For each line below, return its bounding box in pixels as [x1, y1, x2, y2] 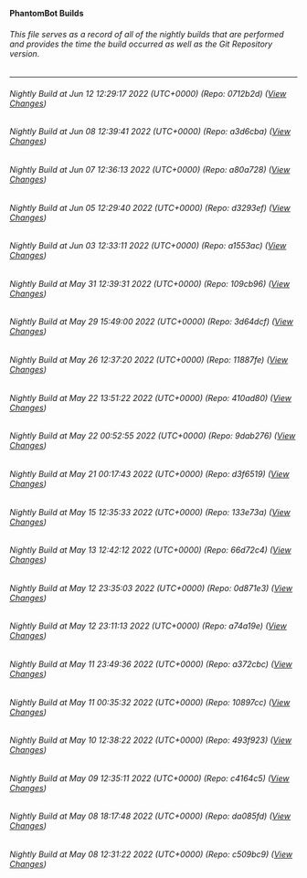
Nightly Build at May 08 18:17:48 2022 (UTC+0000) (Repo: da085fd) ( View [9, 810, 291, 821]
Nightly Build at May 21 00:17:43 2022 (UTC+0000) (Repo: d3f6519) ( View [9, 468, 290, 479]
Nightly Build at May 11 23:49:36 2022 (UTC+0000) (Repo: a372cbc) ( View [9, 658, 292, 670]
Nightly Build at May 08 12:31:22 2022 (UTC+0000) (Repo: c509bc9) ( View [9, 849, 293, 860]
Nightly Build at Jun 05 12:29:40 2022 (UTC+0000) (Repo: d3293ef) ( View [9, 202, 291, 213]
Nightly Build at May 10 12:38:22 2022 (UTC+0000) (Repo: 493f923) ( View [9, 735, 292, 746]
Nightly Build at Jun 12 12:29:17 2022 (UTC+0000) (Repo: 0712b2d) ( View [9, 88, 287, 99]
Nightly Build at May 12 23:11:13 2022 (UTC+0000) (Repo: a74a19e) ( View [9, 620, 288, 631]
